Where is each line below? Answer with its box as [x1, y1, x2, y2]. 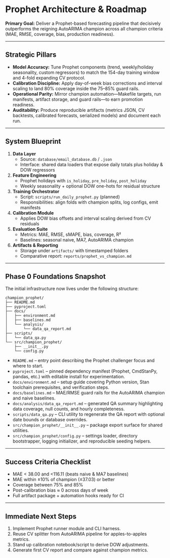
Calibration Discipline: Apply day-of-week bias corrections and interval [12, 80, 163, 86]
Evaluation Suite [12, 226, 48, 232]
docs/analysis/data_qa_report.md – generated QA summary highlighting [12, 401, 163, 407]
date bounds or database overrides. [12, 417, 88, 423]
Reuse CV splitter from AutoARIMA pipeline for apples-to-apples [12, 531, 147, 537]
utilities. [12, 427, 29, 433]
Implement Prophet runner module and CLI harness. [12, 526, 121, 531]
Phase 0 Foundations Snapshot [5, 272, 106, 281]
